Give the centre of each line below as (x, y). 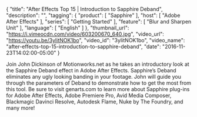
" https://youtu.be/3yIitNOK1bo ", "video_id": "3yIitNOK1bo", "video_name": (96, 40)
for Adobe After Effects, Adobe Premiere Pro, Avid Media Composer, (89, 95)
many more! (21, 108)
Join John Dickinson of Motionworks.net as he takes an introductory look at (98, 64)
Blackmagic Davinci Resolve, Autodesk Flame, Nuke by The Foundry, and (95, 102)
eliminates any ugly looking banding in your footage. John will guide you (94, 77)
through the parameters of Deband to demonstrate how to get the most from (99, 83)
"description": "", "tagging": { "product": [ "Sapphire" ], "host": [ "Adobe (93, 15)
